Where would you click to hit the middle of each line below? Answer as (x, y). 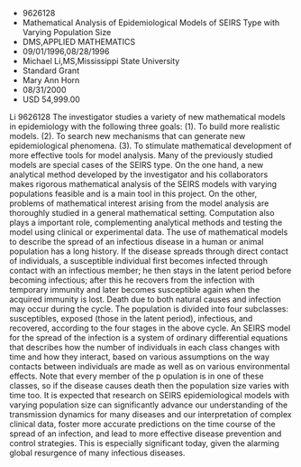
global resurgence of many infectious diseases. (97, 453)
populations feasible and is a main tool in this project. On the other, (133, 194)
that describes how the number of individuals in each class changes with (145, 347)
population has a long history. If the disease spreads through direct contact (149, 251)
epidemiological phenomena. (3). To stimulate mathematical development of (150, 145)
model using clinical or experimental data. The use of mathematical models (149, 232)
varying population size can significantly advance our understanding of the (149, 405)
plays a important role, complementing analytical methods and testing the (146, 222)
